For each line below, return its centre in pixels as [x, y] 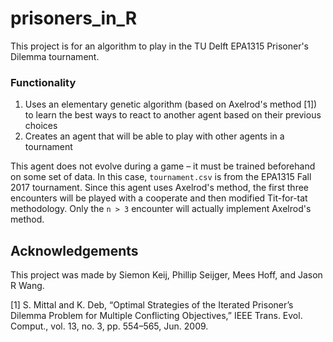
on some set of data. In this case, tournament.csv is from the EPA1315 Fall [161, 177]
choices [41, 126]
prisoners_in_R [74, 18]
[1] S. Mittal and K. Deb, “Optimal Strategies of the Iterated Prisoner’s [152, 305]
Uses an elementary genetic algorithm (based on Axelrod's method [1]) [171, 104]
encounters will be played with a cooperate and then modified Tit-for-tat [159, 198]
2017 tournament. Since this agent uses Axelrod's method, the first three [160, 188]
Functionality [43, 82]
